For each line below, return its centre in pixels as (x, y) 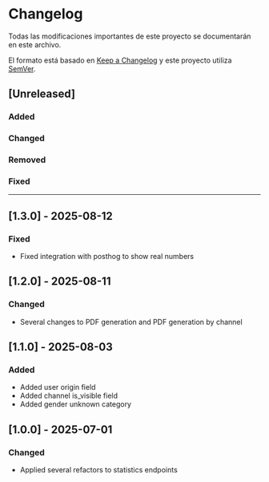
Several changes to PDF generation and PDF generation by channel (131, 322)
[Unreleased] (42, 94)
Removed (27, 160)
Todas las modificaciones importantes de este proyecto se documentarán (130, 36)
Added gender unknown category (76, 404)
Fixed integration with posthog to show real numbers (107, 257)
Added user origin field (58, 387)
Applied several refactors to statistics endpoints (98, 470)
